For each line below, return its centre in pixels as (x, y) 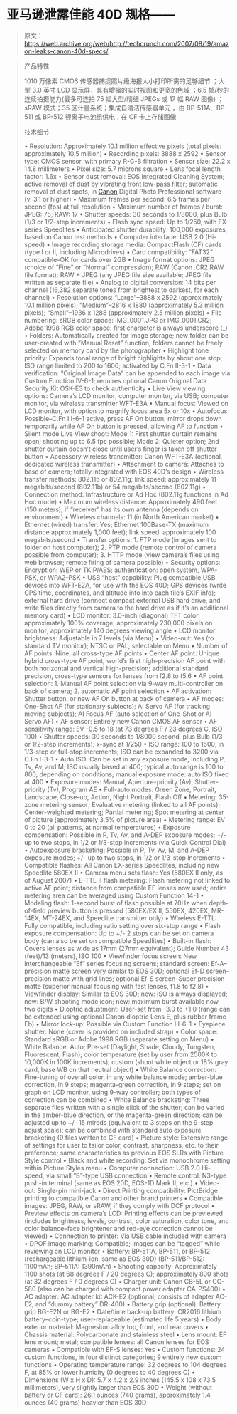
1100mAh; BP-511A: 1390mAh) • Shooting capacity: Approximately (120, 1266)
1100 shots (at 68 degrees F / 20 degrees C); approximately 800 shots (126, 1274)
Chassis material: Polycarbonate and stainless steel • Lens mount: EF (125, 1334)
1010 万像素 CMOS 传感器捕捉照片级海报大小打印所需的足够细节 (117, 81)
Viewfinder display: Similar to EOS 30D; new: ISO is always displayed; (126, 994)
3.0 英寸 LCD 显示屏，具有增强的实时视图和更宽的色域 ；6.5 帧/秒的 (131, 90)
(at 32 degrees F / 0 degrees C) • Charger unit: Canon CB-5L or (117, 1281)
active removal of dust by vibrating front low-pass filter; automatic (121, 184)
